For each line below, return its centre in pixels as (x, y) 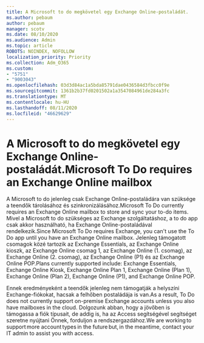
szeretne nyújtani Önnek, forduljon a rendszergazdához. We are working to (99, 321)
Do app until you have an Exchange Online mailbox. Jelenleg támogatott (96, 238)
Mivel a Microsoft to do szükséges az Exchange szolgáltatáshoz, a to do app (102, 219)
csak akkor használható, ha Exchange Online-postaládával (80, 225)
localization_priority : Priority (49, 57)
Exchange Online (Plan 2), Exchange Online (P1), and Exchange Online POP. (101, 276)
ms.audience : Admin (31, 40)
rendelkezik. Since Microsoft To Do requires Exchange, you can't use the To (100, 231)
